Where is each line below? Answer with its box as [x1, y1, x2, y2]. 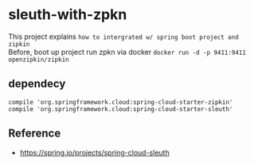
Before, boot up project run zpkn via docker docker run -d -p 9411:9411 [8, 47, 247, 56]
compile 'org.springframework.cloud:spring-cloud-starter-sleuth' [8, 105, 233, 113]
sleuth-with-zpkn [8, 6, 127, 24]
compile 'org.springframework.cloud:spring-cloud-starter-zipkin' [8, 98, 233, 106]
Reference [8, 127, 61, 140]
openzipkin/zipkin [8, 56, 69, 63]
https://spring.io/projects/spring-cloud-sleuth [19, 148, 170, 157]
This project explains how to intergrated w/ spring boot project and [8, 32, 239, 41]
